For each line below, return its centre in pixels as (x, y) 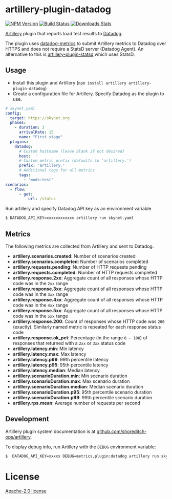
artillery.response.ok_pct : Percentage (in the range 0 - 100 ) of (80, 338)
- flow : (18, 189)
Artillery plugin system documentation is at (50, 431)
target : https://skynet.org (40, 118)
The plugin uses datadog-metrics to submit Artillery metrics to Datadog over (86, 43)
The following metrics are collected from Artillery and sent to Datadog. (80, 246)
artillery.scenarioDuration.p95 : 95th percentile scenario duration (82, 392)
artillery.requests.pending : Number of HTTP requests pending (80, 267)
